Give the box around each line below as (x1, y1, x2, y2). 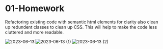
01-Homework (5, 3, 65, 14)
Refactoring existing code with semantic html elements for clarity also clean (5, 19, 159, 25)
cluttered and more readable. (5, 29, 64, 35)
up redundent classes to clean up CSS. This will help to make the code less (5, 24, 157, 30)
